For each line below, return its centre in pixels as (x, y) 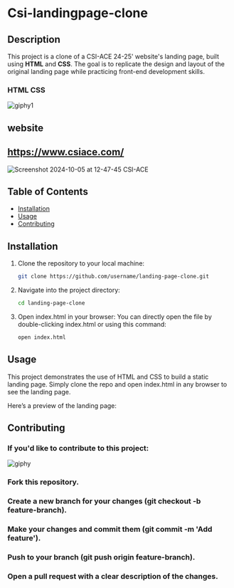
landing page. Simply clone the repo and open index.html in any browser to (117, 384)
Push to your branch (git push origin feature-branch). (101, 557)
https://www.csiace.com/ (66, 152)
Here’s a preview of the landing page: (62, 405)
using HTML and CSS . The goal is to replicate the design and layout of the (116, 64)
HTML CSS (27, 90)
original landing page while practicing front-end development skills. (106, 72)
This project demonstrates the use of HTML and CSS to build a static (108, 377)
